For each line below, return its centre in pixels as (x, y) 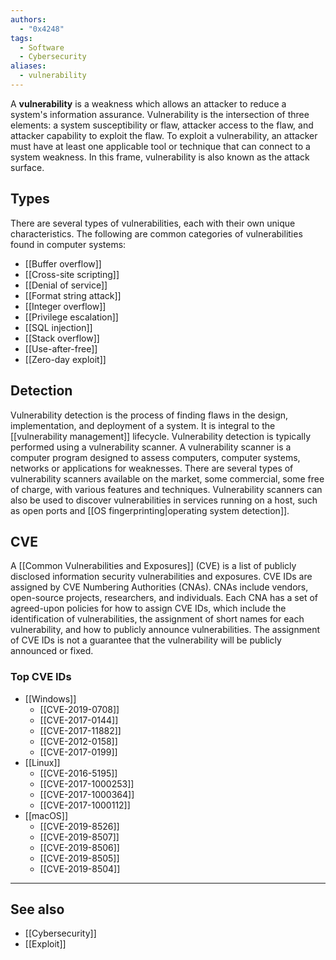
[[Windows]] (50, 698)
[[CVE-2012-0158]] (78, 741)
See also (37, 909)
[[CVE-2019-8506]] (79, 847)
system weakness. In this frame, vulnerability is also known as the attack (160, 157)
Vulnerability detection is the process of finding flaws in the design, (149, 415)
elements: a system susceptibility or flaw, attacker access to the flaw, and (162, 125)
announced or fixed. (52, 651)
